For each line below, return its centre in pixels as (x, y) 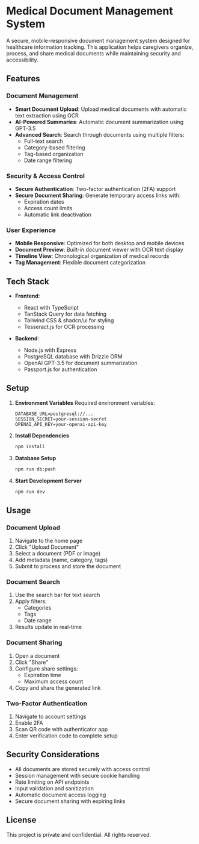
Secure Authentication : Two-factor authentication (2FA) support (95, 189)
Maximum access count (54, 681)
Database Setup (35, 458)
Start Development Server (48, 481)
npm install (30, 446)
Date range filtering (48, 160)
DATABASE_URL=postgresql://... (54, 414)
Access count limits (48, 208)
